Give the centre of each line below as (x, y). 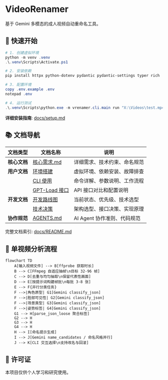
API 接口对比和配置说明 (101, 190)
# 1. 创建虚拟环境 (22, 53)
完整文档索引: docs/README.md (38, 232)
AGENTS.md (47, 218)
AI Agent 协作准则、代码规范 (107, 218)
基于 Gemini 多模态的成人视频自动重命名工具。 (53, 23)
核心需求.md (47, 162)
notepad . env (19, 94)
